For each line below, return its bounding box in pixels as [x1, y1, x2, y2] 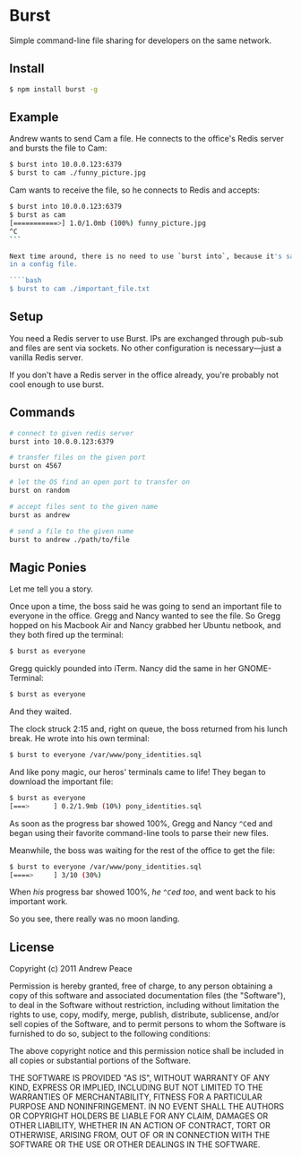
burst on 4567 [9, 462, 63, 471]
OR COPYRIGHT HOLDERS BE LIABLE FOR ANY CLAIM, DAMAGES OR [9, 1110, 269, 1121]
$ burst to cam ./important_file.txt [9, 284, 150, 294]
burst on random [9, 486, 70, 496]
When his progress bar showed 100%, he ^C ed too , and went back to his [9, 886, 276, 897]
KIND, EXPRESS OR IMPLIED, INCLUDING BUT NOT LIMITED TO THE [9, 1082, 263, 1093]
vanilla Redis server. [9, 351, 83, 363]
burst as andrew [9, 510, 70, 520]
